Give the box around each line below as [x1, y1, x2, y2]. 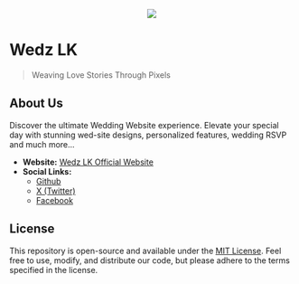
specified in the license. [9, 264, 98, 275]
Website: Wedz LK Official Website [22, 156, 154, 167]
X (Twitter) [35, 185, 76, 196]
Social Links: [22, 166, 72, 176]
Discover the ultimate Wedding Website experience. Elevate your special [9, 119, 279, 130]
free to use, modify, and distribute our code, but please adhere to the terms [9, 254, 291, 266]
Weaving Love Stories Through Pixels [31, 69, 172, 80]
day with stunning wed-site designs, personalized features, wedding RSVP [9, 129, 287, 140]
